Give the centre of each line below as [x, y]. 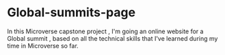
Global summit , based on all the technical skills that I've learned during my [112, 38]
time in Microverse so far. [43, 45]
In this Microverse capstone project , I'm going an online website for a [105, 31]
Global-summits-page [71, 13]
